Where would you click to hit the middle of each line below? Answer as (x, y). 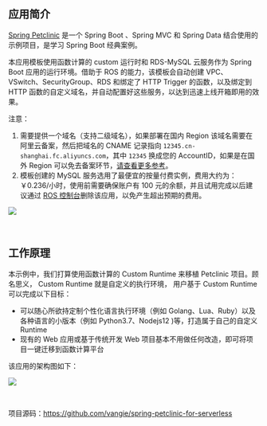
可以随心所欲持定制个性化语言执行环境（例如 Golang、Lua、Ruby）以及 (138, 311)
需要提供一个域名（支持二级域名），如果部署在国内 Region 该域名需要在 (136, 135)
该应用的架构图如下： (43, 365)
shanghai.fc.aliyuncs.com (63, 156)
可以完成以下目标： (40, 294)
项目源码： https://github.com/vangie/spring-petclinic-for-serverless (120, 413)
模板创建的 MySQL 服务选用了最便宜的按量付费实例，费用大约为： (128, 175)
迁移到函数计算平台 (73, 349)
